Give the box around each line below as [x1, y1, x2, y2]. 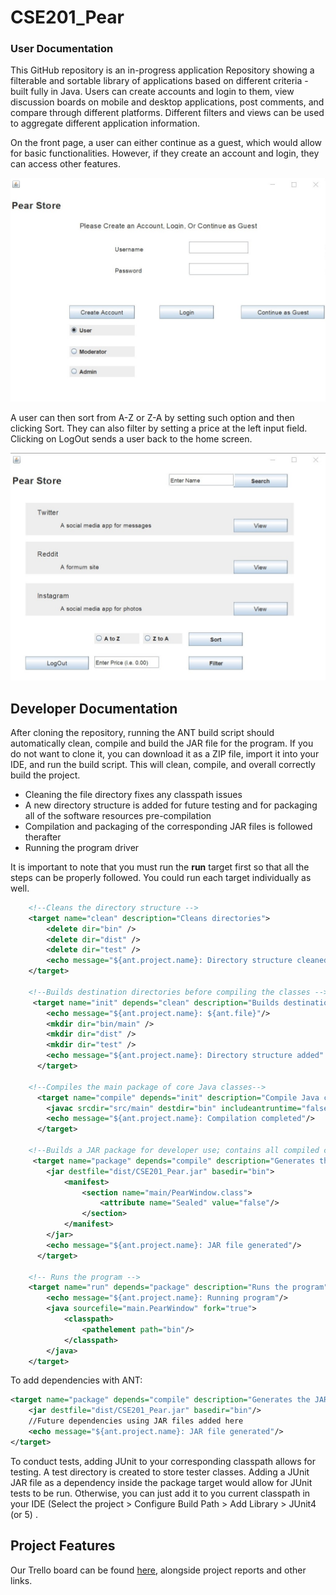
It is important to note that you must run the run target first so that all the [10, 861, 310, 873]
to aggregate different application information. [10, 117, 200, 130]
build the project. [10, 769, 81, 781]
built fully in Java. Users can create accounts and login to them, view [10, 86, 295, 98]
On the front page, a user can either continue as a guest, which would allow [10, 137, 322, 149]
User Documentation [10, 42, 114, 56]
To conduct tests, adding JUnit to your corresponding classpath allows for [10, 1455, 317, 1467]
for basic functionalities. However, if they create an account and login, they [10, 147, 320, 160]
